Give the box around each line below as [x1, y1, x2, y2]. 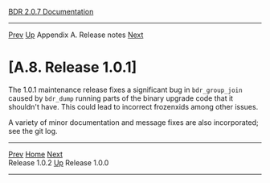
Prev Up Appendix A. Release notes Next [8, 30, 144, 40]
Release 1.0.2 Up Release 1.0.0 [8, 157, 109, 168]
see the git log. [8, 126, 58, 135]
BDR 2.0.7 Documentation [8, 7, 94, 16]
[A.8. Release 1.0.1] [8, 58, 137, 77]
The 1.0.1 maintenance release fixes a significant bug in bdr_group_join [8, 85, 243, 94]
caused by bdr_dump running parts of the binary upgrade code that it [8, 93, 234, 103]
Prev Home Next [8, 149, 63, 159]
